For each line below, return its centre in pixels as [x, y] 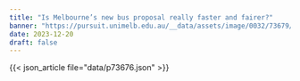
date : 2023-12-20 [42, 34]
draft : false [33, 42]
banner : [24, 26]
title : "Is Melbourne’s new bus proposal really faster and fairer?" [142, 17]
